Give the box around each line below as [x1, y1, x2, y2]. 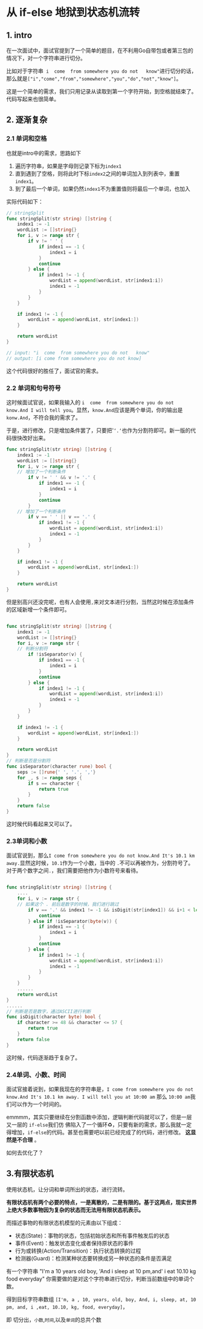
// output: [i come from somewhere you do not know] [6, 355, 142, 361]
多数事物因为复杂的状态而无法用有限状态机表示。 [22, 1206, 144, 1213]
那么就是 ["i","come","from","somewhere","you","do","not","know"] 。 [6, 75, 182, 82]
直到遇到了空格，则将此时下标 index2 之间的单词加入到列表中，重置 [14, 170, 180, 177]
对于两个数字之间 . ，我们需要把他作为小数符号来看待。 [6, 867, 142, 874]
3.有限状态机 [6, 1168, 54, 1179]
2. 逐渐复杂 [6, 115, 48, 125]
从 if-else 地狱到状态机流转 [6, 5, 140, 19]
